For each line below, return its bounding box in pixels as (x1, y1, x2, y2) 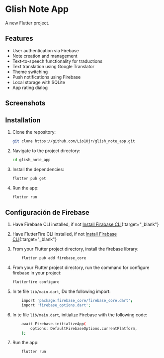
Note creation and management (12, 53, 78, 59)
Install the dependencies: (12, 166, 65, 172)
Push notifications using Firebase (12, 74, 81, 80)
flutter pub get (12, 176, 46, 181)
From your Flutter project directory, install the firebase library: (12, 246, 139, 252)
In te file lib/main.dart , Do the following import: (12, 288, 111, 294)
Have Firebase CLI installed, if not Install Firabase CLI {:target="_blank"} (12, 221, 159, 227)
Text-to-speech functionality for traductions (12, 58, 103, 64)
